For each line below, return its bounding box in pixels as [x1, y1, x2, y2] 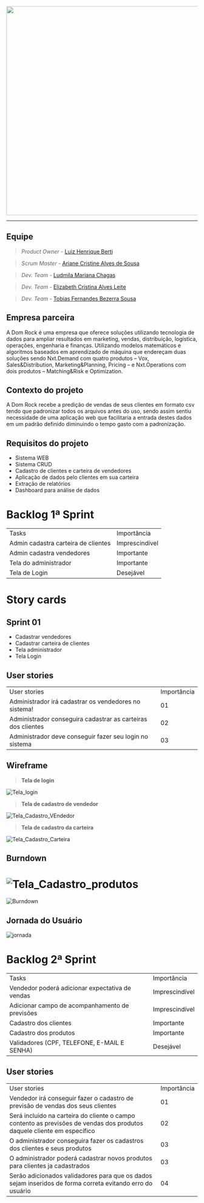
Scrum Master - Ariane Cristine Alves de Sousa [21, 260, 140, 267]
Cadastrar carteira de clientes [15, 639, 90, 647]
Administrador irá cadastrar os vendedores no [9, 697, 141, 706]
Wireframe [6, 760, 48, 771]
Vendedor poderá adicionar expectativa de [9, 984, 132, 992]
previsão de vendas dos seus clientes [9, 1101, 117, 1110]
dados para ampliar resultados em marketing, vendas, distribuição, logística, [6, 335, 197, 342]
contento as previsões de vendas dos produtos [9, 1119, 144, 1127]
